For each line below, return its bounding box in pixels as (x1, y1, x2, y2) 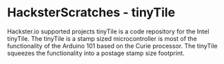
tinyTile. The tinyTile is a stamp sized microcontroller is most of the (7, 34, 198, 42)
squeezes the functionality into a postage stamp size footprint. (7, 49, 185, 57)
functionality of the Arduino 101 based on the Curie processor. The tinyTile (7, 42, 218, 50)
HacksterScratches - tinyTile (7, 5, 176, 20)
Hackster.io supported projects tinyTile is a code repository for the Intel (7, 27, 210, 35)
